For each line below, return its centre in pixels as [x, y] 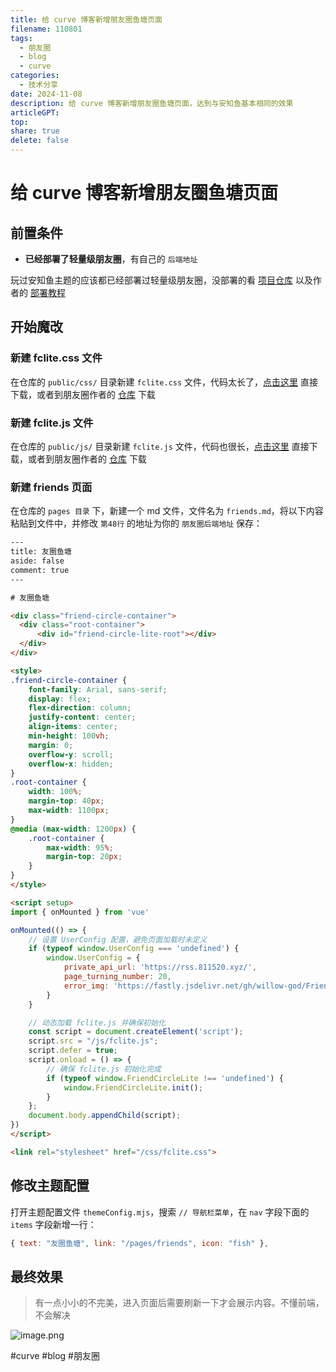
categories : [35, 76]
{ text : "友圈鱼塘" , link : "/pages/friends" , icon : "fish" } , [139, 1243]
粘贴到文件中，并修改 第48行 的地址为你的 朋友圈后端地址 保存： [136, 523]
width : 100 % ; [55, 792]
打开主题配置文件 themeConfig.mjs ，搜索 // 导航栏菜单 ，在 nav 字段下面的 [160, 1212]
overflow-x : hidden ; [71, 764]
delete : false [40, 141]
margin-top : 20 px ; [84, 857]
